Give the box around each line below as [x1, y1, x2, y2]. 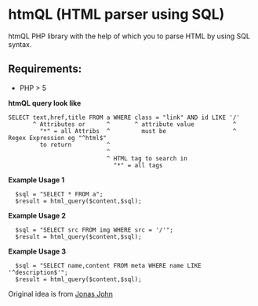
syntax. [8, 39, 32, 49]
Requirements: [8, 63, 82, 76]
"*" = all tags [113, 161, 163, 169]
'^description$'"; [8, 268, 68, 276]
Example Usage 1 [8, 175, 65, 185]
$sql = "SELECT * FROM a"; [15, 190, 104, 198]
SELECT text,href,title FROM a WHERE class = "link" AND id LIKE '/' [8, 113, 241, 121]
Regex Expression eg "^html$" [8, 134, 107, 142]
